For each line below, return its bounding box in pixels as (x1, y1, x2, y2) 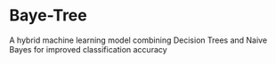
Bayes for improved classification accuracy (9, 44, 167, 54)
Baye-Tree (9, 5, 87, 26)
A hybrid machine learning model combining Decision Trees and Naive (9, 35, 268, 45)
